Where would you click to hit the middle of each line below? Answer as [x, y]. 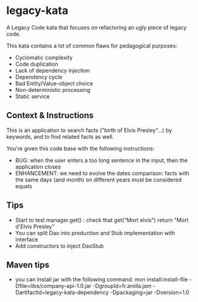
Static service [32, 96]
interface [27, 239]
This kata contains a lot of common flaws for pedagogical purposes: [92, 46]
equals [23, 186]
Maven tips [28, 265]
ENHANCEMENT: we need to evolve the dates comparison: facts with [102, 173]
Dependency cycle [39, 77]
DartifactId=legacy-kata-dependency [62, 292]
